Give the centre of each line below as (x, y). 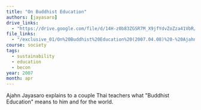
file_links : (21, 34)
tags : (13, 51)
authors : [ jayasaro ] (32, 17)
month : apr (20, 78)
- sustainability (33, 56)
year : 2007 (20, 73)
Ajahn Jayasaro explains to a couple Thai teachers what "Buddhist (88, 96)
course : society (26, 45)
